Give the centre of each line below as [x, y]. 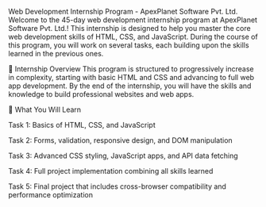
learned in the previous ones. [56, 54]
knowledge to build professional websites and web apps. [101, 94]
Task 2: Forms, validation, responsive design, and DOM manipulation [120, 140]
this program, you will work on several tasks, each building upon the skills [129, 45]
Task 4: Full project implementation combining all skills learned [111, 171]
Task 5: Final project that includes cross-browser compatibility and [117, 186]
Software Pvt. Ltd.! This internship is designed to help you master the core [130, 28]
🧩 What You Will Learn [45, 109]
